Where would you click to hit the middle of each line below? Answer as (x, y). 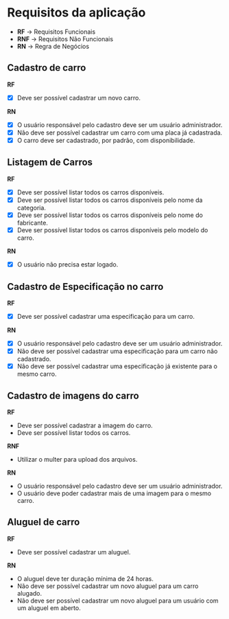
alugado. (29, 593)
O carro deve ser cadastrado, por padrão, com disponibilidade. (106, 140)
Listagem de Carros (50, 162)
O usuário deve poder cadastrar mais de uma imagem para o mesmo (114, 493)
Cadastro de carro (47, 68)
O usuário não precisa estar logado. (68, 265)
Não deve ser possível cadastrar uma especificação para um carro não (117, 351)
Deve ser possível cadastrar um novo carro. (79, 98)
